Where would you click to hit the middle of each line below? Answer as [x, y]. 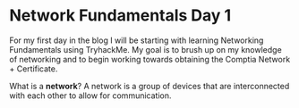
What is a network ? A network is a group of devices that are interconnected [149, 86]
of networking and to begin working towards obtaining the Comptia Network [150, 59]
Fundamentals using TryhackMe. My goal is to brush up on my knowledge [145, 49]
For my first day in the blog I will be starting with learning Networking [137, 40]
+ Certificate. [34, 69]
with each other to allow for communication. [90, 96]
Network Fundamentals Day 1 [120, 16]
